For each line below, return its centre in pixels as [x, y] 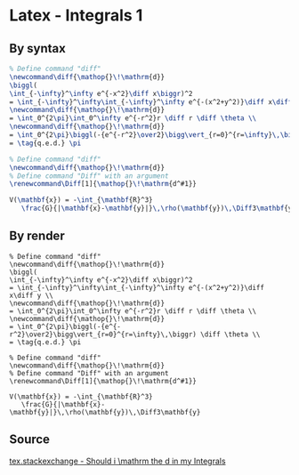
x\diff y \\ [31, 295]
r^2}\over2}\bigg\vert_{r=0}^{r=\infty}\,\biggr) [103, 334]
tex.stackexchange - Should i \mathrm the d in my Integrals [117, 461]
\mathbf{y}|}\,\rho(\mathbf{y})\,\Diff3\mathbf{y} [105, 412]
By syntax [38, 48]
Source [30, 440]
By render [37, 236]
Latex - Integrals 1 [76, 16]
